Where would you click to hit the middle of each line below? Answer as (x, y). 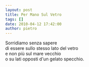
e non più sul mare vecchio (33, 54)
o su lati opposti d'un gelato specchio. (45, 59)
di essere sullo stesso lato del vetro (42, 48)
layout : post (19, 10)
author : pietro (21, 29)
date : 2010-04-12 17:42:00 (33, 24)
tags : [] (14, 19)
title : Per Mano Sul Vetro (33, 15)
